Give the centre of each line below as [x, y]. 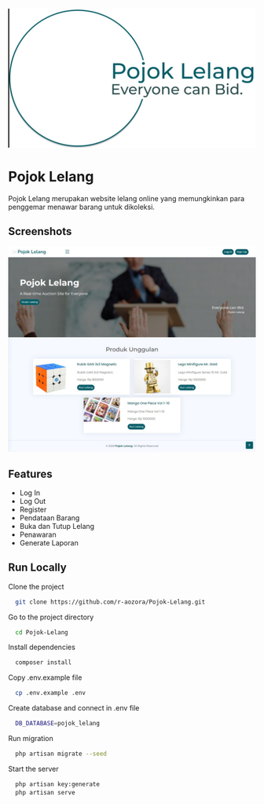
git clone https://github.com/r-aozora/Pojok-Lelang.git [110, 602]
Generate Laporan [49, 542]
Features [30, 474]
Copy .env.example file [45, 677]
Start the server [33, 769]
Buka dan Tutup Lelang [57, 526]
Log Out [33, 501]
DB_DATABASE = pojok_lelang [58, 724]
